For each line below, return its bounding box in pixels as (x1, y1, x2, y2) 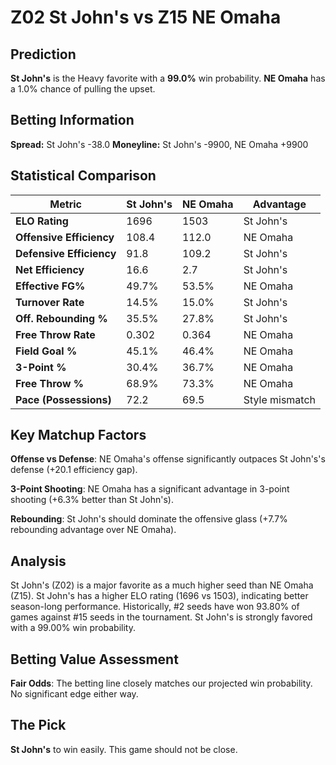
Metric (49, 197, 82, 211)
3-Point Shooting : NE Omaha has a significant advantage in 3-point (10, 483, 290, 495)
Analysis (10, 552, 67, 570)
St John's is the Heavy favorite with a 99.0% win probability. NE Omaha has (10, 72, 326, 84)
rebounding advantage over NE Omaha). (10, 524, 177, 536)
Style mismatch (243, 392, 317, 406)
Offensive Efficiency (15, 230, 115, 244)
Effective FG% (15, 279, 86, 293)
